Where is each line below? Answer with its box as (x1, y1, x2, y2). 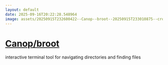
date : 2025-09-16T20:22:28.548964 (5, 12, 77, 17)
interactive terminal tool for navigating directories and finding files (5, 54, 141, 60)
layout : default (5, 7, 39, 12)
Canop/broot (5, 38, 60, 49)
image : (5, 16, 19, 21)
